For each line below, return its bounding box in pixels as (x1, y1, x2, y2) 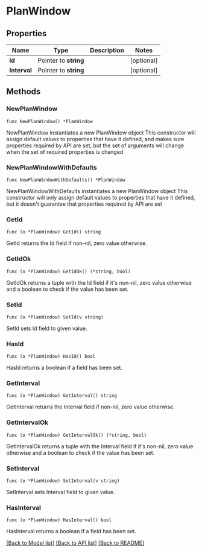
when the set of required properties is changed (6, 148, 124, 155)
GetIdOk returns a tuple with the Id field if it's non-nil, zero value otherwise (6, 279, 192, 286)
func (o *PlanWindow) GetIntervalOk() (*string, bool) (6, 432, 147, 438)
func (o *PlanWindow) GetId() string (6, 229, 101, 235)
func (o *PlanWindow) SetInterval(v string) (6, 478, 120, 484)
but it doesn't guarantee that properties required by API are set (6, 200, 163, 208)
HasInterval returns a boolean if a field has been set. (6, 528, 137, 535)
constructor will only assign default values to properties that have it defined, (6, 194, 195, 201)
